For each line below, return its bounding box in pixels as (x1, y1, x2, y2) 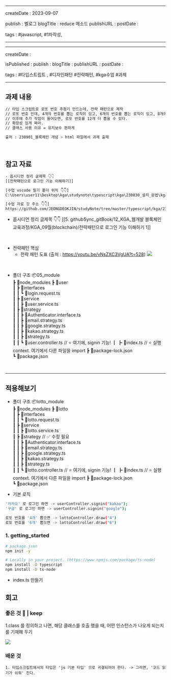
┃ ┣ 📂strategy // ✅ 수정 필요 (12, 433, 70, 439)
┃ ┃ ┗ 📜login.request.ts (12, 290, 61, 296)
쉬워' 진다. (14, 671, 36, 676)
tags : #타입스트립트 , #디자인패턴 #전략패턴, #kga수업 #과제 (5, 72, 127, 77)
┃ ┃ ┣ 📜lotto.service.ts (12, 427, 59, 433)
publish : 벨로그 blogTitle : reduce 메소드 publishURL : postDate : (5, 21, 139, 27)
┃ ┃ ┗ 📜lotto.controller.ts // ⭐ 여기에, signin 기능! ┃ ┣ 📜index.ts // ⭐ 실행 (12, 467, 162, 473)
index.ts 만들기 (12, 577, 43, 583)
